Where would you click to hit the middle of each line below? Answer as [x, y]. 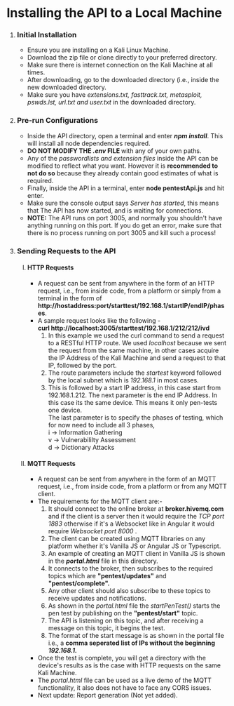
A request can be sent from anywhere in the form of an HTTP [126, 283]
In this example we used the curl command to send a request [136, 335]
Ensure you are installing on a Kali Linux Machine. [99, 50]
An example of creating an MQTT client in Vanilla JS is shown [137, 554]
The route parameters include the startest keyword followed [135, 373]
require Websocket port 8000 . [92, 531]
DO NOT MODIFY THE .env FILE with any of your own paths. [114, 151]
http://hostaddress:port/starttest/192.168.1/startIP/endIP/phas [131, 305]
